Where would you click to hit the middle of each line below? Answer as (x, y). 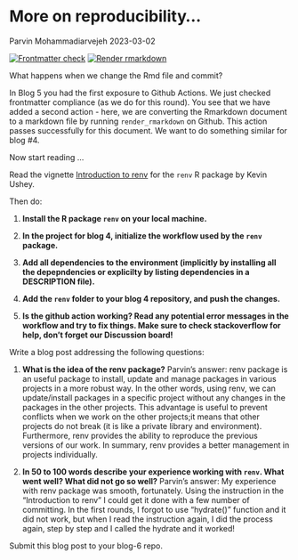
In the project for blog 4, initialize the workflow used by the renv (142, 235)
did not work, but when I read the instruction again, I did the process (147, 519)
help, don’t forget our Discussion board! (97, 335)
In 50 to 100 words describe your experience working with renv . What (153, 471)
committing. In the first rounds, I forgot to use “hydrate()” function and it (154, 509)
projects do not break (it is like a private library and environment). (142, 426)
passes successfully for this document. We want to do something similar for (148, 130)
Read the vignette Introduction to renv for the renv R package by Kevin (138, 174)
